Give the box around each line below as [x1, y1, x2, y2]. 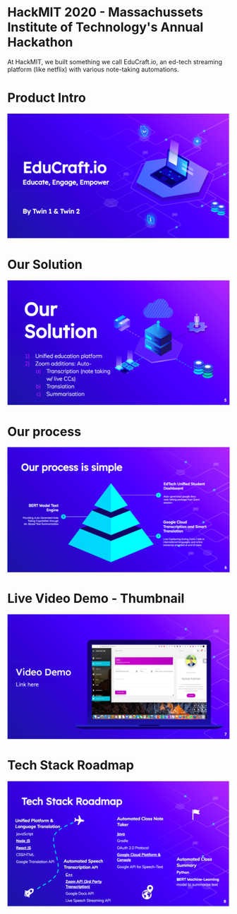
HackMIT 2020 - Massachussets [7, 4, 203, 20]
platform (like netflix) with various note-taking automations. [7, 65, 179, 73]
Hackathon [7, 35, 73, 50]
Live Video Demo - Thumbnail [7, 591, 185, 607]
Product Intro [7, 90, 86, 106]
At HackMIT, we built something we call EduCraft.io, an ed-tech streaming [7, 57, 223, 66]
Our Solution [7, 257, 83, 272]
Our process [7, 423, 82, 440]
